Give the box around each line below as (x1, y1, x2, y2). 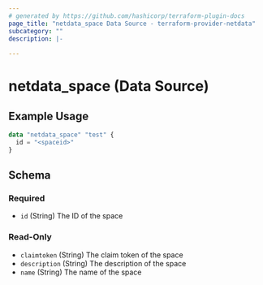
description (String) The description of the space (19, 258, 187, 268)
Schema (8, 168, 51, 183)
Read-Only (8, 231, 53, 243)
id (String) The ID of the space (19, 211, 123, 221)
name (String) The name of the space (19, 267, 142, 277)
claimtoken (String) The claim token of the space (19, 249, 184, 260)
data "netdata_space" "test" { (8, 131, 114, 139)
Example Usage (8, 109, 89, 123)
